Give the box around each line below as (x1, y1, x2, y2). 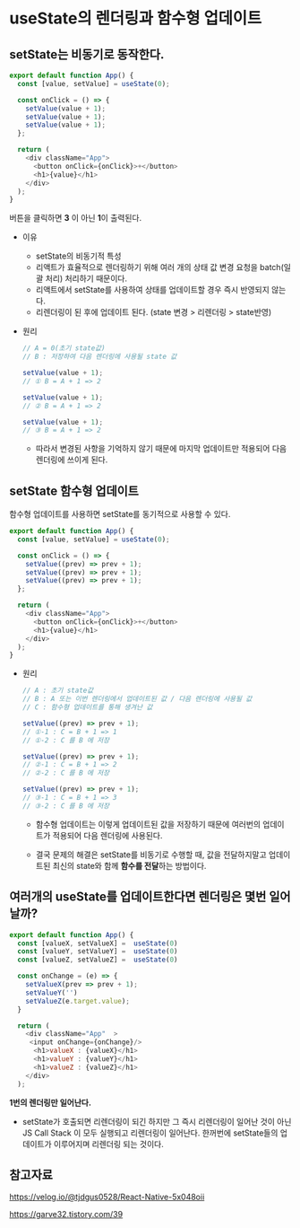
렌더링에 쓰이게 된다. (35, 454, 108, 465)
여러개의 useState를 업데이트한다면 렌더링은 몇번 (9, 890, 267, 905)
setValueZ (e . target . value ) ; (25, 996, 130, 1005)
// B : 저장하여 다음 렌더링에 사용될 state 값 (21, 352, 177, 362)
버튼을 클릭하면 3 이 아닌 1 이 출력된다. (9, 213, 141, 224)
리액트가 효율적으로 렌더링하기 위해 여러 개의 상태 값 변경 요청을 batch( (35, 262, 285, 273)
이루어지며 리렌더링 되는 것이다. (53, 1138, 164, 1149)
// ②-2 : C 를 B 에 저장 (21, 768, 110, 777)
